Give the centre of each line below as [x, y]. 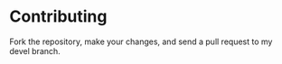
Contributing [58, 17]
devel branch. [35, 50]
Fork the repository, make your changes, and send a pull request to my [141, 41]
